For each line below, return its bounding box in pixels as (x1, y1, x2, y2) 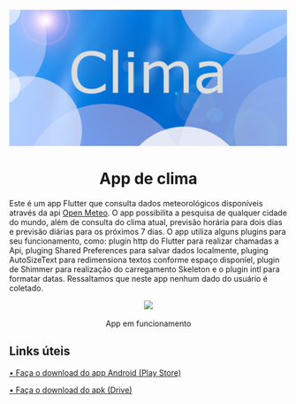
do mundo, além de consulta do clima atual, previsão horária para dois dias (9, 217, 283, 228)
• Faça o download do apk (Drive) (9, 385, 133, 395)
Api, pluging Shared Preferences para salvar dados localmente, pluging (9, 245, 269, 256)
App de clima (99, 169, 198, 189)
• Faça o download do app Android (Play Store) (9, 367, 182, 377)
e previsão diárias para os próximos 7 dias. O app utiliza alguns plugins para (9, 227, 286, 237)
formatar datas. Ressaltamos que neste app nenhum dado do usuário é (9, 274, 268, 284)
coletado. (9, 283, 44, 293)
